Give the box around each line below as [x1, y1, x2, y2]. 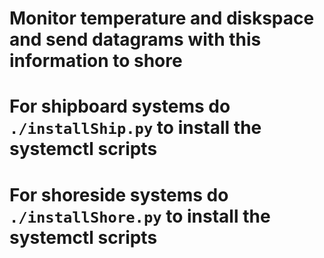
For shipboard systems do [9, 95, 231, 118]
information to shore [9, 50, 183, 72]
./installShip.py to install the [9, 117, 262, 139]
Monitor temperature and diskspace [9, 7, 315, 30]
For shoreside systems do [9, 183, 229, 206]
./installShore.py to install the [9, 205, 271, 227]
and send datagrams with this [9, 28, 262, 51]
